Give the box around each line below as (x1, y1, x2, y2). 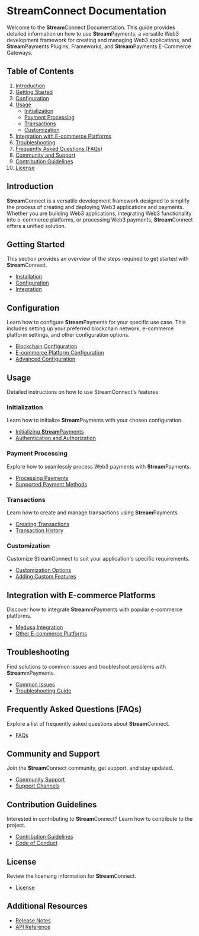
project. (7, 821, 26, 829)
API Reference (15, 923, 51, 930)
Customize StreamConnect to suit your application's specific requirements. (7, 555, 190, 562)
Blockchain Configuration (15, 343, 78, 350)
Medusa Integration (15, 624, 63, 631)
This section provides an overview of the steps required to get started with (7, 255, 189, 263)
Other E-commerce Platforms (15, 630, 88, 637)
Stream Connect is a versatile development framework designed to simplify (7, 197, 190, 204)
